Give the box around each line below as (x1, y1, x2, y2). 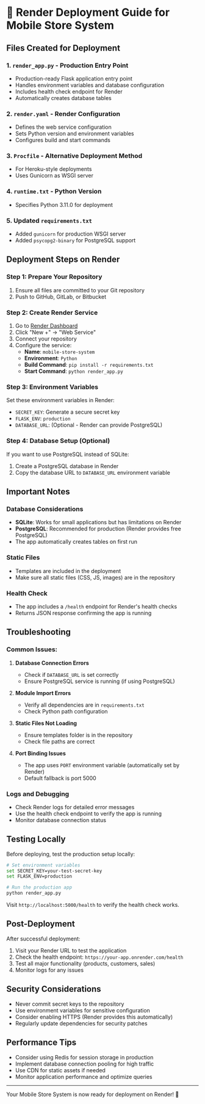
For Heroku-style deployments (15, 165, 92, 173)
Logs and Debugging (6, 790, 70, 798)
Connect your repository (15, 335, 77, 342)
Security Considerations (6, 984, 102, 994)
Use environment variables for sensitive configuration (15, 1006, 151, 1014)
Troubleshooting (6, 627, 71, 637)
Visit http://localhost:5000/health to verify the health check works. (6, 901, 180, 909)
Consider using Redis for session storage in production (15, 1053, 154, 1061)
